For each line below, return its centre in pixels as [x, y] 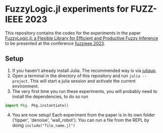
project [20, 81]
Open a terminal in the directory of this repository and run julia [76, 76]
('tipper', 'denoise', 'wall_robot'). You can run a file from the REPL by [81, 120]
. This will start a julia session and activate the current [81, 81]
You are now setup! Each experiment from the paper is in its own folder [83, 115]
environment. [25, 86]
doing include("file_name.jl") [44, 125]
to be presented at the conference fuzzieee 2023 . [55, 43]
